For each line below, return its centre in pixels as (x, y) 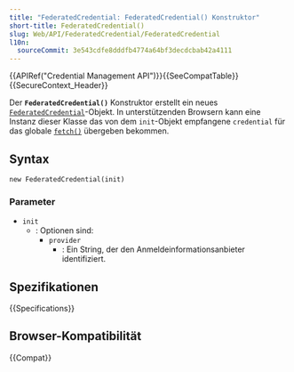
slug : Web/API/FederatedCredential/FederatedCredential (115, 34)
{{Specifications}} (42, 309)
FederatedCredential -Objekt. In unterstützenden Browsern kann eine (135, 112)
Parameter (32, 201)
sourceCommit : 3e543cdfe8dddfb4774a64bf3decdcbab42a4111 (125, 51)
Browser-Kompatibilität (75, 336)
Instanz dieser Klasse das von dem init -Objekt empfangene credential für (147, 122)
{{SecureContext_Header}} (59, 85)
